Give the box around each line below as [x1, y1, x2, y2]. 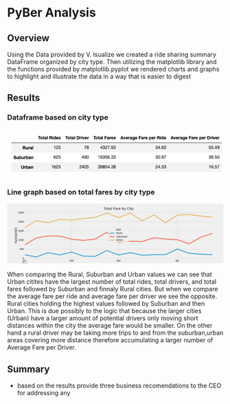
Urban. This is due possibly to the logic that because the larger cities [7, 307, 202, 315]
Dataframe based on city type [7, 113, 108, 122]
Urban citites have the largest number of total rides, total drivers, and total [7, 278, 217, 286]
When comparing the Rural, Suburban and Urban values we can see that [7, 270, 212, 279]
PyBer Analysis [7, 5, 96, 21]
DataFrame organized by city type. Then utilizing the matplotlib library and [7, 58, 218, 66]
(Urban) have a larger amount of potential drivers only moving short [7, 314, 198, 322]
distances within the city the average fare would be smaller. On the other [7, 322, 213, 330]
